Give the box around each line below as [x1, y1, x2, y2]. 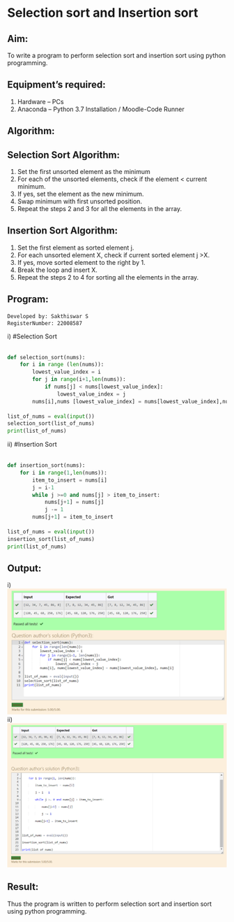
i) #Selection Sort [7, 332, 58, 340]
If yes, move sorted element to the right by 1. [17, 258, 146, 266]
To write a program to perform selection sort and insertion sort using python [7, 51, 226, 59]
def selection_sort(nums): [7, 354, 86, 361]
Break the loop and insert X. [17, 266, 97, 274]
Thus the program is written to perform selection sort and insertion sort [7, 900, 212, 908]
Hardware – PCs [17, 97, 64, 106]
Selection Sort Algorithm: [7, 149, 120, 161]
